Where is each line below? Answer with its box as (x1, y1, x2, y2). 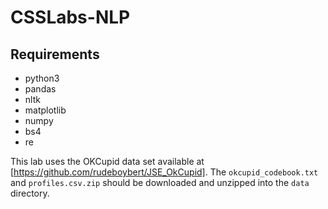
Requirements (10, 46, 100, 63)
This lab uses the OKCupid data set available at (10, 156, 205, 167)
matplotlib (24, 104, 67, 116)
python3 (24, 72, 60, 84)
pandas (24, 83, 57, 95)
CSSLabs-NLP (10, 6, 131, 29)
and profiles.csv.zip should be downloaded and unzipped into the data (10, 177, 310, 188)
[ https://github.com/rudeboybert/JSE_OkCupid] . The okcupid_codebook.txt (10, 166, 319, 178)
